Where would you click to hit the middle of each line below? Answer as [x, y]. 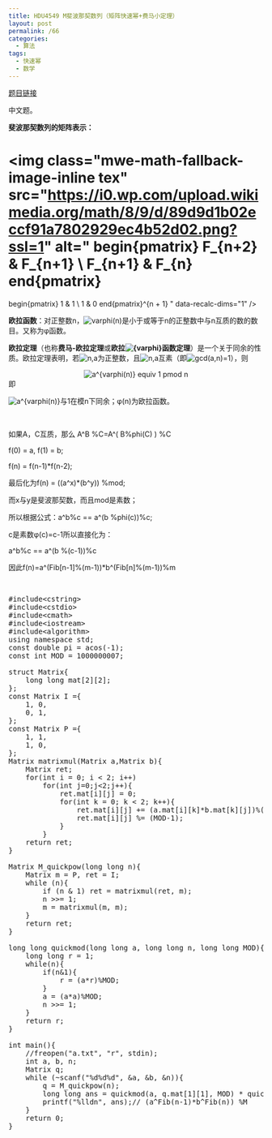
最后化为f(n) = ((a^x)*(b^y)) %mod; [67, 483]
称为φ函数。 [50, 330]
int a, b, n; [51, 1061]
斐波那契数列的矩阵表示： [51, 127]
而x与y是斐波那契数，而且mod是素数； [73, 500]
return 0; [45, 1118]
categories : [28, 39]
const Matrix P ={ [45, 728]
